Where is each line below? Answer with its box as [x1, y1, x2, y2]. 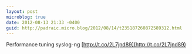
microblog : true [6, 14, 46, 20]
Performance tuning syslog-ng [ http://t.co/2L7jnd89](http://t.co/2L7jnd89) [6, 41, 186, 48]
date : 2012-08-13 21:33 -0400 [6, 19, 80, 25]
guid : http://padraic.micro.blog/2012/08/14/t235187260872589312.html [6, 25, 183, 31]
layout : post [6, 8, 38, 15]
